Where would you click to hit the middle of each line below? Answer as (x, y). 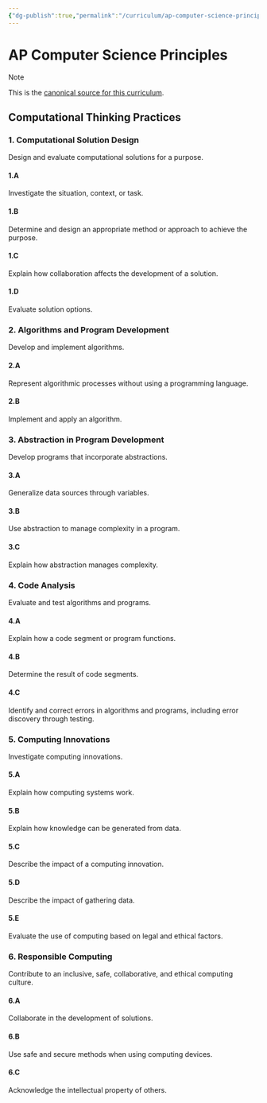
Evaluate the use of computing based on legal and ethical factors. (116, 936)
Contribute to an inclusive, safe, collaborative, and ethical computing (121, 974)
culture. (21, 982)
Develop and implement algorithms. (66, 348)
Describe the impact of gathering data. (72, 900)
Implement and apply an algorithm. (65, 419)
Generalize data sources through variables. (79, 493)
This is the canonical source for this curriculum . (86, 92)
